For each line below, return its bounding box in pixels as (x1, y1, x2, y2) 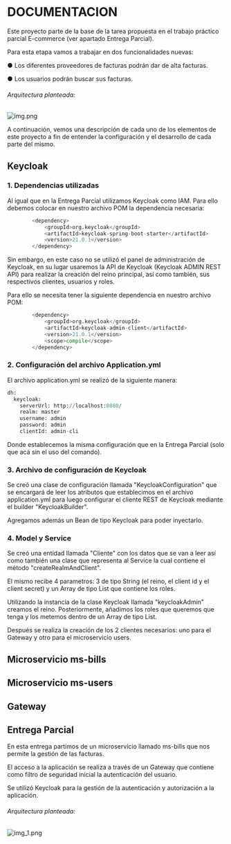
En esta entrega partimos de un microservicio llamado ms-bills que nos (7, 742, 210, 751)
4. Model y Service (7, 533, 71, 543)
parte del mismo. (7, 140, 55, 149)
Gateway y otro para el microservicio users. (7, 634, 131, 642)
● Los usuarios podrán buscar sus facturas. (7, 74, 133, 83)
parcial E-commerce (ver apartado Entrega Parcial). (7, 34, 154, 42)
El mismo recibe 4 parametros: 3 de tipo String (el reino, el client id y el (7, 577, 210, 585)
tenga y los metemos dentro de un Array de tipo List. (7, 613, 158, 621)
